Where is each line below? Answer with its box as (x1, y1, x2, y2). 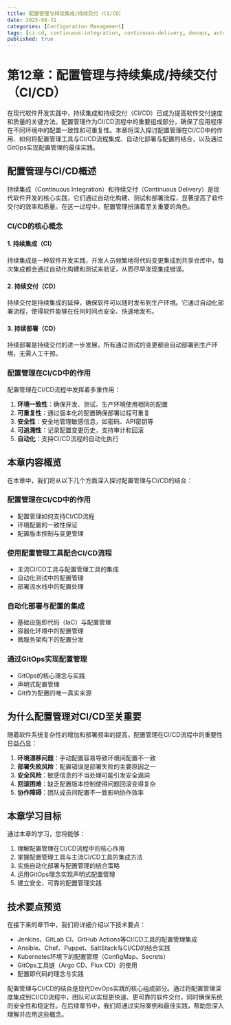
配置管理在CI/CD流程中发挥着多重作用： (7, 385, 121, 394)
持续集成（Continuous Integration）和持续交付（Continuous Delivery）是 (7, 185, 214, 193)
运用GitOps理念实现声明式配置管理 (16, 870, 115, 879)
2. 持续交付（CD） (7, 282, 60, 290)
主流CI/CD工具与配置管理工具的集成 (16, 565, 119, 574)
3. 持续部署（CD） (7, 324, 60, 332)
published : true (7, 36, 54, 43)
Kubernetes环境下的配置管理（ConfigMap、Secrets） (16, 953, 170, 961)
